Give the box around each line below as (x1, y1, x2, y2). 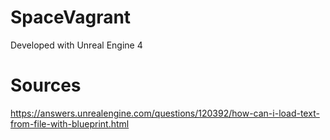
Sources (10, 74, 82, 97)
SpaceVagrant (10, 6, 132, 29)
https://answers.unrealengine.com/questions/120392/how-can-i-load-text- (10, 107, 320, 119)
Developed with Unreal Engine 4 (10, 39, 143, 51)
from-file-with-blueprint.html (10, 117, 130, 130)
